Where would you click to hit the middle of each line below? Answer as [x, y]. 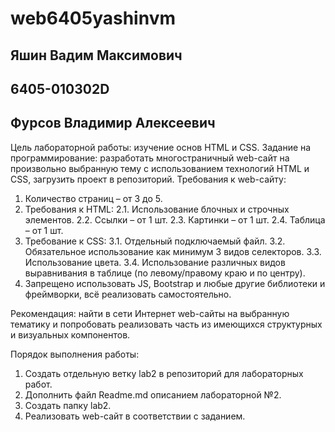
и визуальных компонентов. [70, 334]
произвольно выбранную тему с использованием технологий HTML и [160, 168]
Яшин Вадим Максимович [96, 55]
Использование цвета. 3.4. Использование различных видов [155, 262]
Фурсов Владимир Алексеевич [113, 123]
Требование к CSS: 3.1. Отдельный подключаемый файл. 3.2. [155, 241]
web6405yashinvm [93, 18]
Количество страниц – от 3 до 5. [93, 198]
